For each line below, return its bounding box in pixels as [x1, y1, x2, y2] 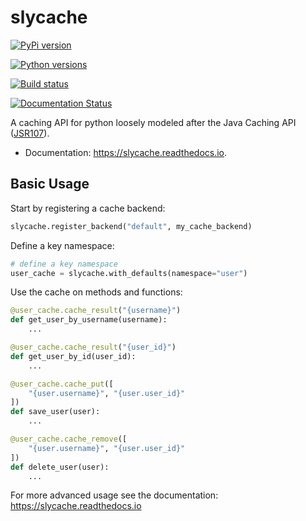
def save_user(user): [10, 407, 101, 417]
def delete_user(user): [10, 462, 110, 472]
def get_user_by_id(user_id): [10, 351, 137, 361]
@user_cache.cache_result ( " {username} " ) [10, 306, 182, 316]
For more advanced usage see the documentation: [10, 489, 219, 501]
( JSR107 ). [10, 127, 50, 139]
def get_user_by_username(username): [10, 315, 168, 325]
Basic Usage [10, 176, 90, 193]
